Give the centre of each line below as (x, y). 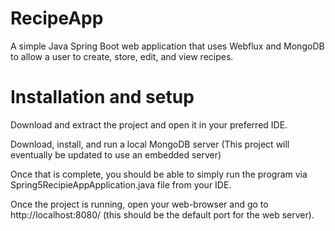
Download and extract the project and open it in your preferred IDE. (149, 124)
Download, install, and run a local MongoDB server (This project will (150, 144)
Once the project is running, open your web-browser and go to (139, 204)
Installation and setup (102, 97)
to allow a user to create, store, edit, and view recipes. (122, 56)
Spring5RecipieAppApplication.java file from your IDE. (121, 184)
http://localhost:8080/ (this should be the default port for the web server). (162, 214)
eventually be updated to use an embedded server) (116, 154)
